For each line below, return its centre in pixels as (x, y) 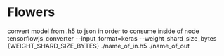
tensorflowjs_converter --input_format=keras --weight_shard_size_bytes (112, 38)
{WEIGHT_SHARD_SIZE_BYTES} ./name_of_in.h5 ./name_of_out (99, 46)
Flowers (31, 12)
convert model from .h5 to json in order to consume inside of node (103, 31)
